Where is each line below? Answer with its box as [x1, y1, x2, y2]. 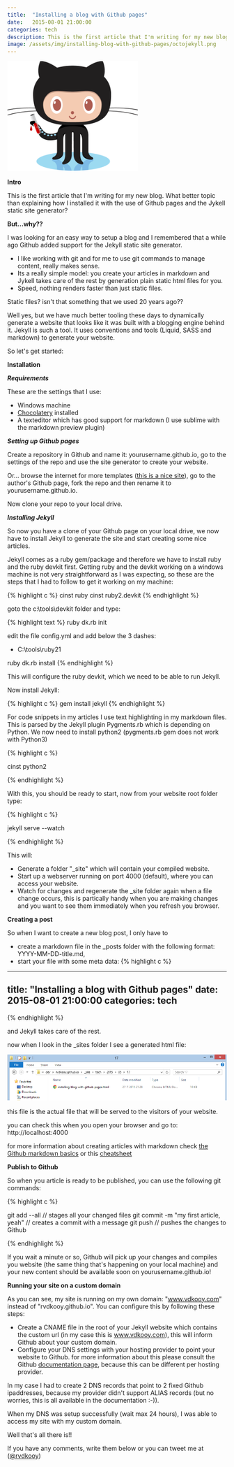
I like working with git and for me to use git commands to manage [17, 254, 205, 263]
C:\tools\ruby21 [17, 645, 61, 653]
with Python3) [7, 735, 47, 744]
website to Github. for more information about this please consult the [17, 1352, 215, 1361]
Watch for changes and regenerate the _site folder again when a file [17, 887, 212, 895]
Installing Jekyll [7, 514, 54, 522]
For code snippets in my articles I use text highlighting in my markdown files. [7, 713, 227, 721]
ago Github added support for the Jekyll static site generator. [7, 241, 182, 250]
